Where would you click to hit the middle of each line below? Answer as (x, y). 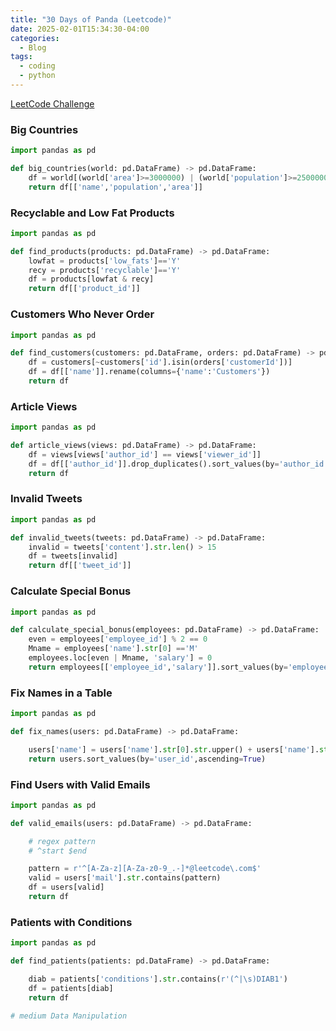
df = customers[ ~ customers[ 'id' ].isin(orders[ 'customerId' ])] (160, 362)
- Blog (33, 47)
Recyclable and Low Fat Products (92, 213)
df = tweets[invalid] (73, 556)
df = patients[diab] (71, 988)
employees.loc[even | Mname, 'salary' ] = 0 (120, 658)
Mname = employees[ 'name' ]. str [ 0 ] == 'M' (113, 649)
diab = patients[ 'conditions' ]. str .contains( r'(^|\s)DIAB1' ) (158, 979)
